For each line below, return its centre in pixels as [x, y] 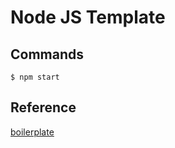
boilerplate [32, 132]
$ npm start [35, 77]
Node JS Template [88, 17]
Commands [47, 54]
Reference [43, 107]
